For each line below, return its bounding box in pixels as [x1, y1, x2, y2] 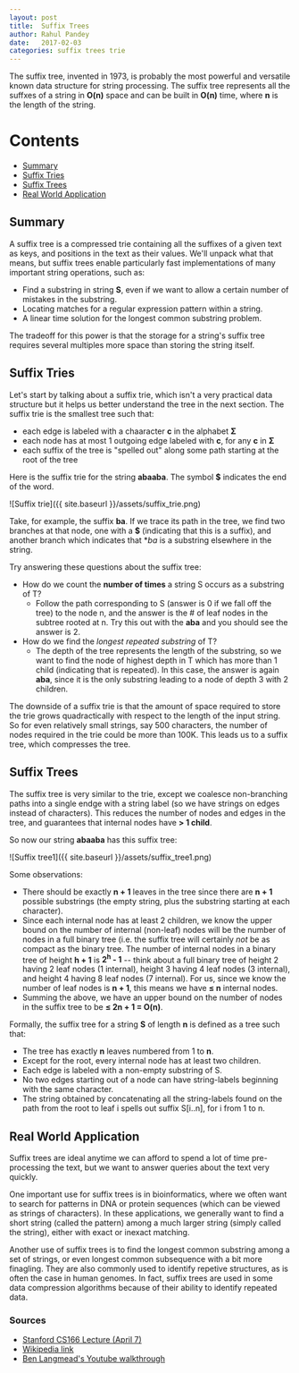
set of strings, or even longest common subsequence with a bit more [9, 1253, 263, 1264]
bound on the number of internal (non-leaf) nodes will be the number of [21, 924, 287, 935]
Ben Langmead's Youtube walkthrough [21, 1353, 165, 1364]
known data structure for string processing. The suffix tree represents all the [9, 81, 291, 91]
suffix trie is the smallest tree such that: [9, 408, 154, 419]
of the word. [9, 480, 54, 492]
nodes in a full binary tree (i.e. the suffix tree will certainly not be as [21, 934, 270, 945]
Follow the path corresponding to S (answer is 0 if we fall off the [35, 598, 272, 608]
